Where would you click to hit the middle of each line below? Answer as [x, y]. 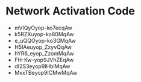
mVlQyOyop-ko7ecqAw [43, 28]
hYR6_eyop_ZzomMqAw [44, 53]
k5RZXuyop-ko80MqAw [44, 34]
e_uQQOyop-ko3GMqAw [45, 40]
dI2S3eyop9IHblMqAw [42, 66]
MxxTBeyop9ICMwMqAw [46, 72]
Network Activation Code [70, 11]
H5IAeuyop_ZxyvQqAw [43, 47]
